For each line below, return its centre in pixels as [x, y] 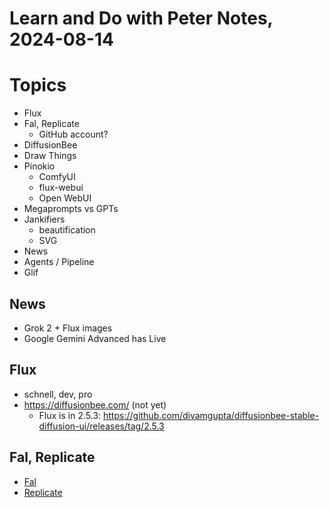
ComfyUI [57, 177]
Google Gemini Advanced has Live [95, 338]
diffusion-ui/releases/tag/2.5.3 [101, 426]
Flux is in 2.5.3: [70, 415]
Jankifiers [44, 219]
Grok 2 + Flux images [68, 328]
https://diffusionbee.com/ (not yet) [95, 404]
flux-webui [61, 188]
